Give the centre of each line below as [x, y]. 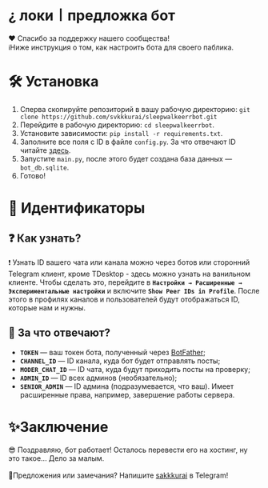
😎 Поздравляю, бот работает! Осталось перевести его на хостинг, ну [128, 450]
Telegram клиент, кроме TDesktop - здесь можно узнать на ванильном [129, 274]
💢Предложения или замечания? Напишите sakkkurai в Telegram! [118, 475]
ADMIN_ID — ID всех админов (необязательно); [98, 378]
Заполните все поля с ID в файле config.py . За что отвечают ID [128, 142]
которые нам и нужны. [47, 307]
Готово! [33, 175]
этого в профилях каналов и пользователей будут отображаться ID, [124, 299]
